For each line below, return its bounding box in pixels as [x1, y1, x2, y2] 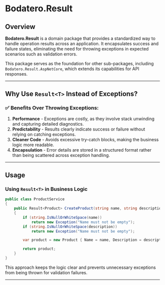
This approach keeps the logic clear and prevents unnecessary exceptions [5, 264, 156, 270]
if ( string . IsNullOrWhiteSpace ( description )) [23, 224, 118, 229]
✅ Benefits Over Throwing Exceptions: [5, 104, 99, 111]
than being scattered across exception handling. [12, 152, 110, 158]
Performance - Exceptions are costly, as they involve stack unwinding [12, 116, 155, 122]
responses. [5, 71, 28, 77]
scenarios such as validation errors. [5, 51, 78, 57]
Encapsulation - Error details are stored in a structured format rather [12, 147, 152, 153]
